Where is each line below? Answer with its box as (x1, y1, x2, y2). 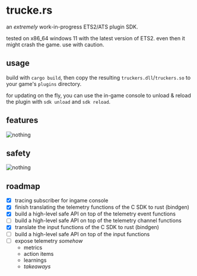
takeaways (23, 262, 51, 270)
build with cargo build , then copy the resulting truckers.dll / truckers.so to (6, 74, 191, 81)
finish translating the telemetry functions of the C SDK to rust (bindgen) (14, 204, 190, 211)
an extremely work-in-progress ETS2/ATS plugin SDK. (6, 23, 138, 30)
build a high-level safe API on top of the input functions (14, 230, 150, 237)
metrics (23, 244, 43, 251)
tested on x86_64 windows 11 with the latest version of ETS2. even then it (6, 34, 185, 42)
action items (23, 250, 54, 257)
